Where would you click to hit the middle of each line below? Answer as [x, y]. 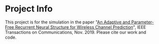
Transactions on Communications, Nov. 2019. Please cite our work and [76, 32]
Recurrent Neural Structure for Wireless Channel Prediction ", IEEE [81, 27]
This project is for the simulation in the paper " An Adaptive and [68, 22]
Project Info [29, 9]
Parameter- [143, 22]
